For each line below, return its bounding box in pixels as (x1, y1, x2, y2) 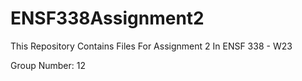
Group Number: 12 (10, 59, 86, 71)
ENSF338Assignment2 (10, 7, 205, 30)
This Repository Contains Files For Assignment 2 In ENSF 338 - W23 (10, 40, 293, 52)
